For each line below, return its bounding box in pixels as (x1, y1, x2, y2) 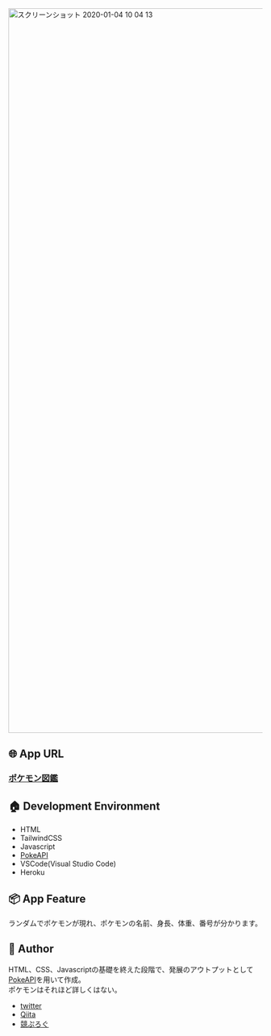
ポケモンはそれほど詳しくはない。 (8, 984, 122, 994)
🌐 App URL (8, 747, 65, 761)
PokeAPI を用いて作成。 (8, 975, 86, 984)
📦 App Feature (8, 892, 86, 905)
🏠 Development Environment (8, 799, 161, 813)
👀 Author (8, 942, 54, 956)
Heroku (19, 867, 45, 877)
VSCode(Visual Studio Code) (19, 859, 117, 869)
